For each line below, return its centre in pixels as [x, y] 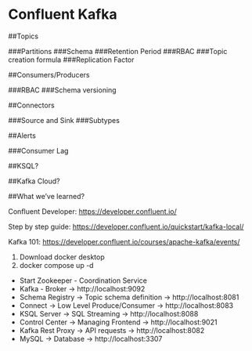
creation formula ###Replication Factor [71, 60]
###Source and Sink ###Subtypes [64, 120]
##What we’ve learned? [46, 196]
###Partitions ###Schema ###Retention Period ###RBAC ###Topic [118, 51]
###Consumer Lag [38, 150]
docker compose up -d [56, 265]
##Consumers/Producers [49, 74]
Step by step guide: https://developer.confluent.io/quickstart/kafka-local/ [126, 226]
